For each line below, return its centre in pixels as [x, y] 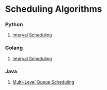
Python [14, 25]
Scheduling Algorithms [54, 9]
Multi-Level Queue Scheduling [43, 82]
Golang [14, 48]
